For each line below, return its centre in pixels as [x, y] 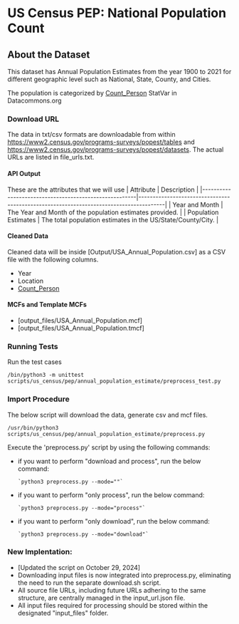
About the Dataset [49, 54]
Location [31, 281]
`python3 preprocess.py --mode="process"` [81, 508]
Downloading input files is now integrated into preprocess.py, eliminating [124, 575]
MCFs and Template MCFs [47, 305]
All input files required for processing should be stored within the [113, 605]
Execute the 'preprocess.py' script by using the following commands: [109, 447]
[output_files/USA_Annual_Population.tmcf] [81, 328]
